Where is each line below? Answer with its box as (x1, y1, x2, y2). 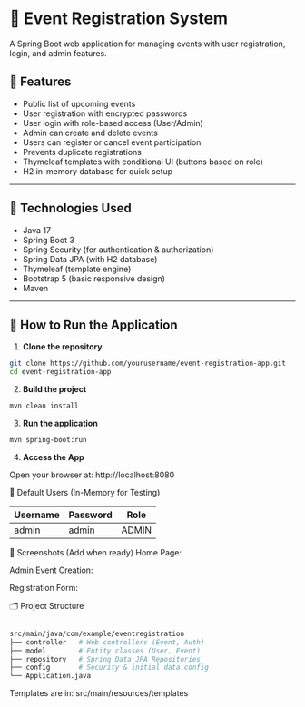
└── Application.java (9, 672, 92, 681)
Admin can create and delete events (22, 127, 159, 138)
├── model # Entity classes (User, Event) (9, 646, 202, 655)
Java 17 (22, 224, 52, 235)
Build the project (22, 384, 87, 395)
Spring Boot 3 (22, 234, 75, 245)
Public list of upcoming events (22, 98, 136, 109)
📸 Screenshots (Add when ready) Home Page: (9, 546, 182, 557)
